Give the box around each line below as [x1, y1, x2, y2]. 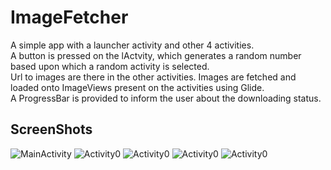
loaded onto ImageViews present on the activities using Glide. [10, 81, 265, 93]
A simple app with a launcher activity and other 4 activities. [10, 39, 255, 51]
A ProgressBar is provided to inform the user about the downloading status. [10, 92, 322, 104]
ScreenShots [10, 121, 93, 138]
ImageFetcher [10, 6, 129, 29]
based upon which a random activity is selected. [10, 60, 210, 72]
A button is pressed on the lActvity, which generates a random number [10, 49, 302, 61]
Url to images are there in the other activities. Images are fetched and [10, 71, 297, 83]
